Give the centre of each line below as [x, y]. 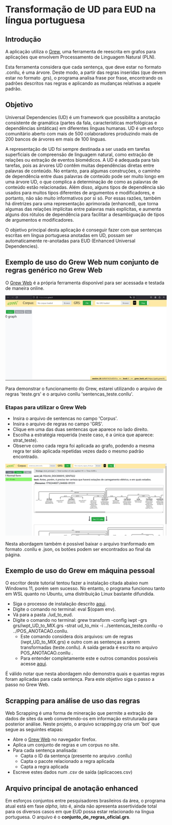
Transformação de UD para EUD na [81, 9]
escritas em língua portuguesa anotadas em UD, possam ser [69, 235]
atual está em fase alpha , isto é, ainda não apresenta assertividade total [81, 806]
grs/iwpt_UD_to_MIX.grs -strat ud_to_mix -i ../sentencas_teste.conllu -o [88, 626]
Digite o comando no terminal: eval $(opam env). [64, 610]
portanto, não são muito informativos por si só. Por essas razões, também [83, 198]
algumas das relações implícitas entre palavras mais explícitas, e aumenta [83, 209]
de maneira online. [25, 288]
